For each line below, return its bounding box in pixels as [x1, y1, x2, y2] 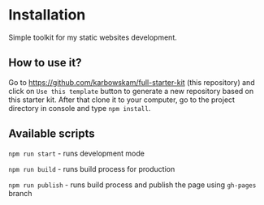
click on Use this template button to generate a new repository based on [8, 86, 254, 96]
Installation [8, 6, 86, 24]
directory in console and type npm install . [8, 103, 151, 113]
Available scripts [8, 127, 95, 141]
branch [8, 188, 32, 198]
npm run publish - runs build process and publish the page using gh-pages [8, 180, 257, 190]
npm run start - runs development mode [8, 148, 145, 158]
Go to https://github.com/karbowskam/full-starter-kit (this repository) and [8, 77, 255, 87]
